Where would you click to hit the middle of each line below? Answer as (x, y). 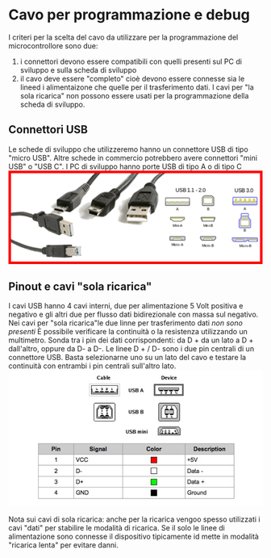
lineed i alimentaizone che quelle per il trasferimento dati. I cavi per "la (137, 87)
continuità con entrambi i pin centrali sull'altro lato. (92, 366)
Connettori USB (48, 130)
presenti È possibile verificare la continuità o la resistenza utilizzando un (128, 332)
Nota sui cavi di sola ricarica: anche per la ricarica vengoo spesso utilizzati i (134, 519)
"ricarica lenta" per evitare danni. (63, 545)
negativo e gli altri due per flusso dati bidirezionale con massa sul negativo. (133, 315)
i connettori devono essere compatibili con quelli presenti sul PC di (131, 61)
